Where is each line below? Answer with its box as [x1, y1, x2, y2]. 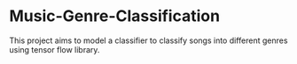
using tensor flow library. [9, 44, 100, 54]
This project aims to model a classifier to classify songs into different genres [9, 35, 288, 46]
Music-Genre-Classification [9, 6, 220, 26]
